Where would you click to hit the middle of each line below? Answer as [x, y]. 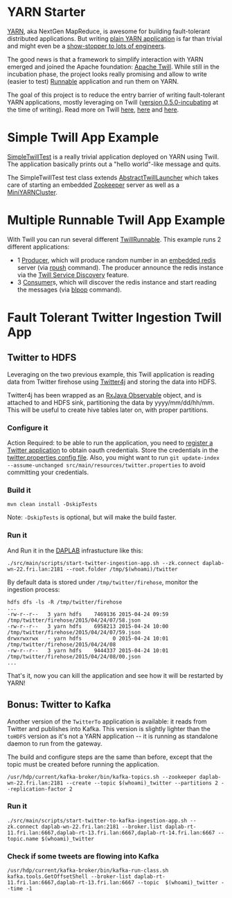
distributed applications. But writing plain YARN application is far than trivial [115, 38]
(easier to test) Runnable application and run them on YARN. [93, 81]
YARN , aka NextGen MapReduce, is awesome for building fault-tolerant [109, 31]
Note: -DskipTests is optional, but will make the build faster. [92, 517]
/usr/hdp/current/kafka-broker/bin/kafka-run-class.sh [88, 871]
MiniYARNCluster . [32, 192]
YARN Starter [46, 12]
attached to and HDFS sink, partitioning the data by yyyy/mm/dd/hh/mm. [111, 402]
